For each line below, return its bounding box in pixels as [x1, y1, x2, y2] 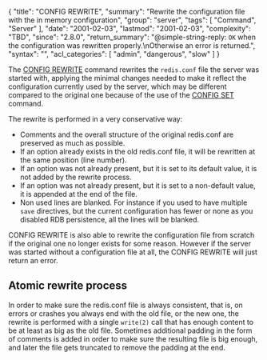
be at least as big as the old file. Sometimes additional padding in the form [8, 326, 253, 335]
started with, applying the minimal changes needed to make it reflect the [8, 74, 247, 82]
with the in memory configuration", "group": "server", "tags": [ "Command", [8, 15, 257, 25]
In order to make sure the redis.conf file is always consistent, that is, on [8, 300, 244, 310]
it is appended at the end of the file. [19, 190, 138, 198]
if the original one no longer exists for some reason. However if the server [8, 239, 252, 248]
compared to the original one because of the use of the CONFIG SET [8, 90, 234, 99]
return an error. [8, 256, 58, 265]
